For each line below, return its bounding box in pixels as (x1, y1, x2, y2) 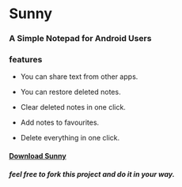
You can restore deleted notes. (20, 88, 121, 97)
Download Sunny (9, 151, 66, 160)
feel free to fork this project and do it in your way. (9, 169, 175, 178)
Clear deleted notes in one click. (20, 103, 126, 112)
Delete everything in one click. (20, 133, 120, 143)
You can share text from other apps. (20, 72, 138, 81)
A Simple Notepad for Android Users (9, 33, 152, 44)
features (9, 54, 43, 65)
